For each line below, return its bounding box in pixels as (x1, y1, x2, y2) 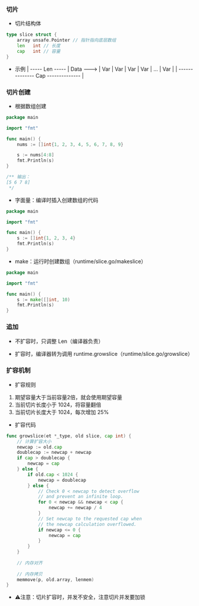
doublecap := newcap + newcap (17, 450, 92, 456)
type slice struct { (6, 31, 58, 38)
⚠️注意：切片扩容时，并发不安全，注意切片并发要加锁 (14, 594, 146, 601)
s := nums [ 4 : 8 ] (17, 152, 55, 158)
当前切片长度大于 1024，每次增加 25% (14, 408, 109, 415)
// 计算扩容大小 (17, 438, 52, 444)
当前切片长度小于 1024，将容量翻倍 (14, 401, 102, 408)
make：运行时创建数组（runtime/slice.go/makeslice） (14, 257, 147, 265)
